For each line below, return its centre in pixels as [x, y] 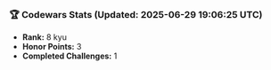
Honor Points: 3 [52, 47]
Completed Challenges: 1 [70, 56]
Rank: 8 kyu [44, 37]
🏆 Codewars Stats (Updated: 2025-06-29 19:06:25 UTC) [136, 14]
